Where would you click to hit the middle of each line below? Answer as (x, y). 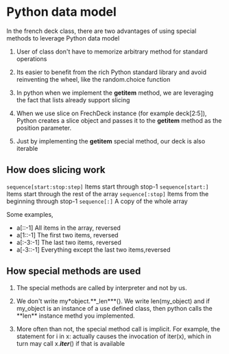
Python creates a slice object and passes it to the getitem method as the (119, 120)
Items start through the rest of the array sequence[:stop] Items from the (108, 193)
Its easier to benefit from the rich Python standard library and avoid (111, 72)
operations (32, 58)
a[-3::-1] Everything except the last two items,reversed (93, 249)
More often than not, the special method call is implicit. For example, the (118, 329)
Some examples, (30, 214)
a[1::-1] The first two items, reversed (67, 235)
